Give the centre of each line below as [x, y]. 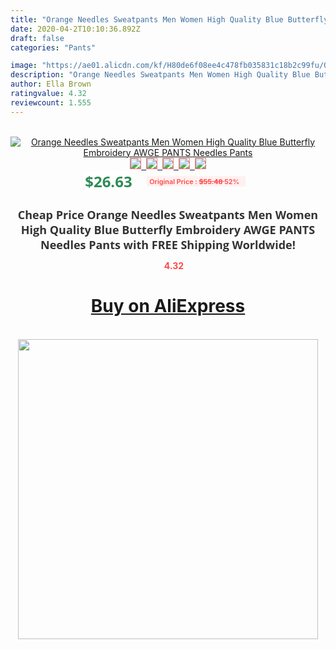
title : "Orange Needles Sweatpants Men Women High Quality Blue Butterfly [169, 19]
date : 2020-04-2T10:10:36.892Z [75, 29]
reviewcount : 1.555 [51, 102]
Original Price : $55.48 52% [194, 181]
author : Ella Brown [51, 84]
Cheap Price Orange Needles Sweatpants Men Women [168, 214]
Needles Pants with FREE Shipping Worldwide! [168, 244]
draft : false [37, 38]
